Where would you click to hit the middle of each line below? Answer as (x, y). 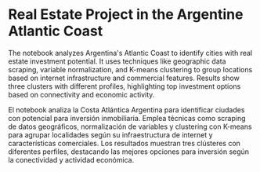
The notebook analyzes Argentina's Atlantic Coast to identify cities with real (130, 53)
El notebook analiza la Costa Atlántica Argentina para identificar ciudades (126, 110)
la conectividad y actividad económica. (71, 159)
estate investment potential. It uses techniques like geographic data (117, 61)
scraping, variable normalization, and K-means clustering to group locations (130, 69)
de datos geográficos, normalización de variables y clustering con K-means (130, 126)
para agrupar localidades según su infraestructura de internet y (110, 134)
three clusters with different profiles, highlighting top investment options (125, 86)
